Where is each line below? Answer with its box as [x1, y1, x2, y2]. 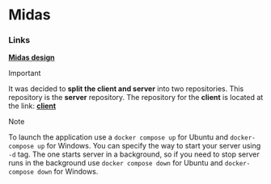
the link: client [8, 101, 57, 111]
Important [8, 69, 41, 78]
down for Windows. [37, 167, 99, 177]
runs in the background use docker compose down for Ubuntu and [8, 158, 223, 168]
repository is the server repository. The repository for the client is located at [8, 93, 264, 102]
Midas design [8, 52, 55, 62]
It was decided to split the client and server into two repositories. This [8, 84, 244, 94]
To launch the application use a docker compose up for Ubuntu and [8, 132, 229, 142]
